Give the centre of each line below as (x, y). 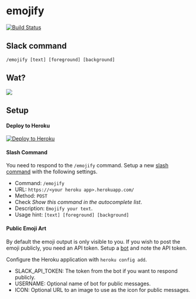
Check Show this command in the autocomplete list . (78, 202)
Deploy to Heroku (28, 125)
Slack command (36, 46)
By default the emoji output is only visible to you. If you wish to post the (93, 241)
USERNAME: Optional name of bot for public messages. (83, 284)
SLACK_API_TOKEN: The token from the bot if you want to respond (96, 271)
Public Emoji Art (26, 228)
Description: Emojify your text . (54, 208)
